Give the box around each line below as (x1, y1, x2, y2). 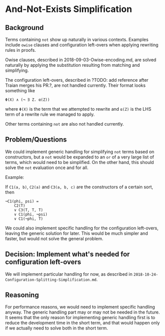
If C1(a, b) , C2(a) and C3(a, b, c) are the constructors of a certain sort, (5, 183, 153, 190)
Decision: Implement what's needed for (5, 250, 130, 259)
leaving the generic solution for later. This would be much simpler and (5, 230, 148, 236)
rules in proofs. (5, 47, 36, 53)
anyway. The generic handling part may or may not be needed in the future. (5, 309, 160, 315)
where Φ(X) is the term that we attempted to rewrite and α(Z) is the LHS (5, 106, 152, 112)
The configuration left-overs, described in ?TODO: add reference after (5, 77, 149, 83)
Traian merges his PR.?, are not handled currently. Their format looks (5, 82, 146, 88)
